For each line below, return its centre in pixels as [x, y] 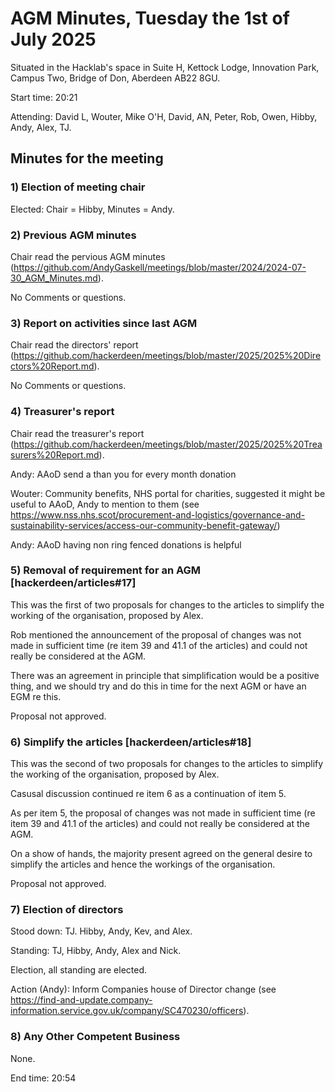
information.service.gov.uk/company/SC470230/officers [127, 1011]
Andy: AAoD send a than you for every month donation [123, 474]
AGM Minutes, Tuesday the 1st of [150, 18]
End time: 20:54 [43, 1078]
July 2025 [53, 39]
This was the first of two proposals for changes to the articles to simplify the [167, 604]
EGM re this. [36, 696]
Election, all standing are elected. [79, 970]
